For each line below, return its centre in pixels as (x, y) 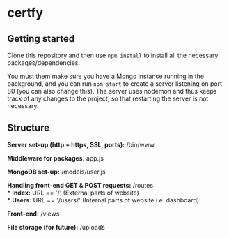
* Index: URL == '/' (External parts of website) (73, 193)
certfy (25, 13)
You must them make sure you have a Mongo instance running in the (105, 76)
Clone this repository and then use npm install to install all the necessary (113, 55)
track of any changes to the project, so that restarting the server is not (108, 98)
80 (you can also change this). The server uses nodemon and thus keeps (112, 91)
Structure (29, 128)
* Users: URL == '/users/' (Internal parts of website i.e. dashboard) (103, 200)
